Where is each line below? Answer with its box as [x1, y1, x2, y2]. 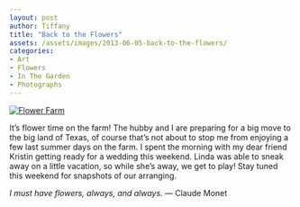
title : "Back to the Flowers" [9, 30, 123, 39]
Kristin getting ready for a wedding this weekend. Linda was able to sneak [9, 150, 284, 162]
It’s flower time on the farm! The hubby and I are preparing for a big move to [9, 122, 291, 133]
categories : [9, 47, 54, 56]
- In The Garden [9, 72, 70, 81]
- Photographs [9, 80, 63, 89]
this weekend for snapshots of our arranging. [9, 170, 177, 181]
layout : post [9, 13, 59, 22]
